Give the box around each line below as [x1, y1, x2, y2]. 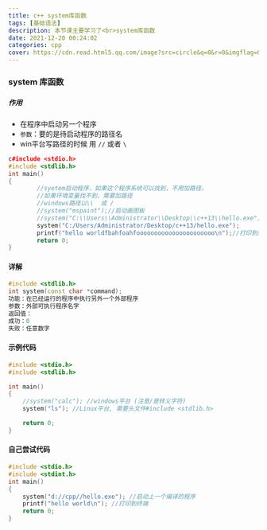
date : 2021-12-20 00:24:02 [8, 33, 98, 42]
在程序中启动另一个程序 [19, 119, 97, 128]
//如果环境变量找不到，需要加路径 [37, 192, 133, 200]
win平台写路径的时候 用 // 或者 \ [19, 138, 127, 148]
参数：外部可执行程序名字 [8, 302, 79, 310]
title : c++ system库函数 [8, 11, 87, 20]
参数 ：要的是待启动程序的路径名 [19, 129, 123, 138]
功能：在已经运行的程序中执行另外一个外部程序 [8, 295, 139, 303]
